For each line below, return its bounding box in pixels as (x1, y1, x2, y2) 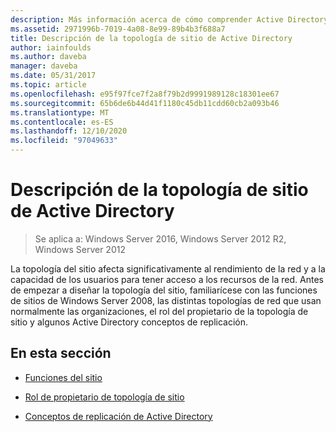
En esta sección (10, 345, 112, 362)
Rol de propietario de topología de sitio (24, 391, 185, 403)
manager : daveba (10, 61, 78, 71)
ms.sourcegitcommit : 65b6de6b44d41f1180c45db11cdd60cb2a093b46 (10, 98, 280, 108)
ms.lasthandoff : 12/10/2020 (10, 126, 128, 136)
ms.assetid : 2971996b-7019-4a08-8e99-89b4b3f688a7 (10, 24, 226, 34)
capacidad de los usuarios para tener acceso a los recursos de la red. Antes (10, 273, 324, 285)
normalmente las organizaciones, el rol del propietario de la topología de (10, 305, 309, 317)
